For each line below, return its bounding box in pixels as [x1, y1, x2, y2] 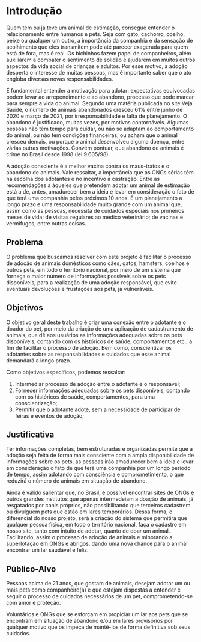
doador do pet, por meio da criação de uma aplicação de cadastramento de [6, 325, 193, 332]
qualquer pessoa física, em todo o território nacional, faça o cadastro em [6, 521, 187, 528]
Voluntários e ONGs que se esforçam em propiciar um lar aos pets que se [6, 611, 188, 618]
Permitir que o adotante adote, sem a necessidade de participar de [14, 406, 181, 413]
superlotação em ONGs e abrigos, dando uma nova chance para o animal [6, 540, 188, 548]
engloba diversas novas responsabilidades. [6, 75, 113, 82]
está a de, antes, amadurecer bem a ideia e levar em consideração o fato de [6, 188, 194, 195]
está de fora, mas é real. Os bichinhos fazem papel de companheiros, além [6, 49, 191, 57]
